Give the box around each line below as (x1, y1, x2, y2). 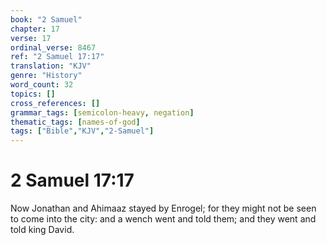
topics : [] (10, 89, 56, 99)
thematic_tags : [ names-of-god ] (10, 117, 141, 127)
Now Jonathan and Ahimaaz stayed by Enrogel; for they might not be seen (10, 202, 317, 215)
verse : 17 (10, 33, 52, 43)
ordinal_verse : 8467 (10, 42, 97, 53)
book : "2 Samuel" (10, 14, 83, 25)
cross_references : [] (10, 98, 101, 108)
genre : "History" (10, 71, 83, 81)
